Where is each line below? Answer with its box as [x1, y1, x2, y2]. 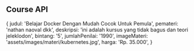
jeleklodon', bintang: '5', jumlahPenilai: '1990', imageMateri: [6, 32, 148, 39]
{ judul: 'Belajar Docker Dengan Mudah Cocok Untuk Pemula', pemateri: [6, 20, 178, 27]
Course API [6, 5, 49, 14]
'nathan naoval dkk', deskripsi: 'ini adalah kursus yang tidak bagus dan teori [6, 26, 189, 33]
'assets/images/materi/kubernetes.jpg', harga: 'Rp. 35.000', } [6, 38, 153, 45]
